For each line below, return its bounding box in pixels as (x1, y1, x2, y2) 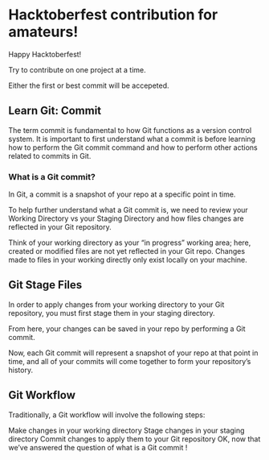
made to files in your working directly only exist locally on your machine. (8, 255, 247, 265)
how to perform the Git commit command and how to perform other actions (8, 143, 259, 152)
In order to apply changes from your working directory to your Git (8, 300, 225, 309)
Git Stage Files (8, 278, 83, 292)
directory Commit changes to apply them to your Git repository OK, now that (8, 433, 261, 444)
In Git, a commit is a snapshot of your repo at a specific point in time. (8, 189, 236, 199)
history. (8, 365, 34, 375)
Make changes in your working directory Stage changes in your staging (8, 425, 245, 435)
